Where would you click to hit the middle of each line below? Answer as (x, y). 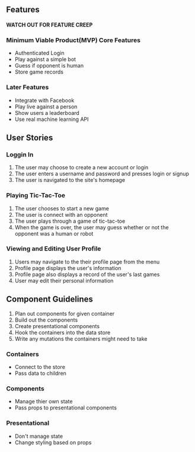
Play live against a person (46, 107)
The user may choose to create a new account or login (81, 168)
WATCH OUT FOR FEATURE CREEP (49, 25)
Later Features (28, 87)
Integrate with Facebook (44, 100)
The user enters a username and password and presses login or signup (102, 174)
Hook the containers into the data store (63, 332)
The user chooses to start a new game (62, 208)
